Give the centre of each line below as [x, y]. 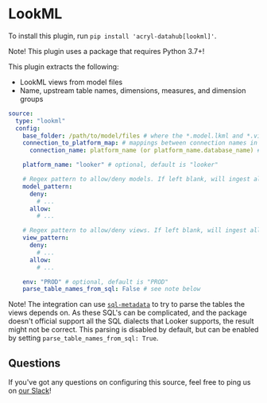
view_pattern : [46, 238]
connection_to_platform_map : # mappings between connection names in [140, 143]
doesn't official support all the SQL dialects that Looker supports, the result [131, 321]
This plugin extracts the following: [64, 66]
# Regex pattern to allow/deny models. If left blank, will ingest [136, 180]
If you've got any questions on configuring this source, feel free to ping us [130, 382]
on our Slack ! [30, 391]
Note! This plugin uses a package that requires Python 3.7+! [106, 51]
